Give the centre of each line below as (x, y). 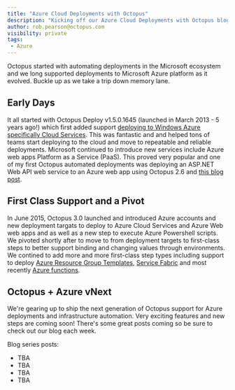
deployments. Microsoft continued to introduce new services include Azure (116, 149)
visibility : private (37, 33)
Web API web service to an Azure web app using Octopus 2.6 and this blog (115, 171)
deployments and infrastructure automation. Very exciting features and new (116, 316)
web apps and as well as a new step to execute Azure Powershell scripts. (113, 233)
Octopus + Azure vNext (59, 292)
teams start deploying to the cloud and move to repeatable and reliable (109, 142)
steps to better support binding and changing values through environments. (116, 247)
